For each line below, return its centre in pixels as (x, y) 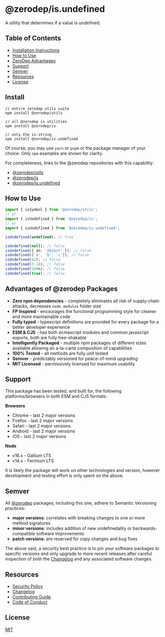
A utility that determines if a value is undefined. (53, 23)
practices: (15, 508)
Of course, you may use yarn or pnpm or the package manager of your (76, 148)
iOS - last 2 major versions (39, 437)
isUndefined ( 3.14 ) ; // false (35, 264)
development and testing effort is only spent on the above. (65, 476)
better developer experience (41, 327)
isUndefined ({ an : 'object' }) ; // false (48, 250)
